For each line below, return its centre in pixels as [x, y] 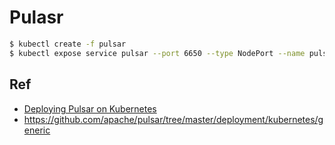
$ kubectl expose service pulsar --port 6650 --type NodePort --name [157, 53]
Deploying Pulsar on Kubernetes [90, 108]
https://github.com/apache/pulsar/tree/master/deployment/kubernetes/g [173, 119]
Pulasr [36, 17]
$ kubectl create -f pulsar [68, 44]
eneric [37, 130]
